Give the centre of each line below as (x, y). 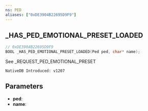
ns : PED (14, 10)
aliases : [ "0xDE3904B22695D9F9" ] (41, 15)
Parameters (24, 86)
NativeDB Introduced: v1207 (35, 71)
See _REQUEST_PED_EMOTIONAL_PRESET (51, 62)
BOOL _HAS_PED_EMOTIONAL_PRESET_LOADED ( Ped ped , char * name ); (73, 52)
